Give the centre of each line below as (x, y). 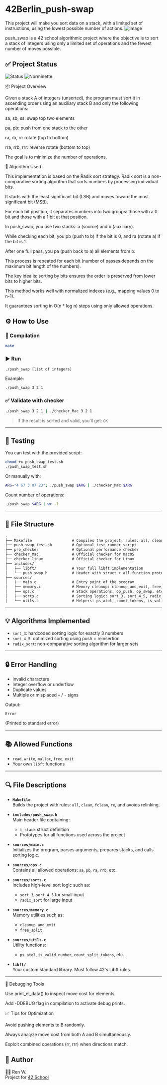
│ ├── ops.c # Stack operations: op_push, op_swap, (80, 592)
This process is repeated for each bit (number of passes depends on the (80, 261)
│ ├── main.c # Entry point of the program (70, 582)
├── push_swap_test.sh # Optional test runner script (71, 545)
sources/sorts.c (29, 880)
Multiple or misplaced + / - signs (45, 695)
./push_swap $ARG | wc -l (32, 504)
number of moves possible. (33, 48)
